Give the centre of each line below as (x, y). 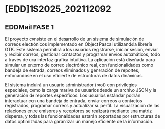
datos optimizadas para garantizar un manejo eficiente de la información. (79, 121)
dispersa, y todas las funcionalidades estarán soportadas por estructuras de (82, 116)
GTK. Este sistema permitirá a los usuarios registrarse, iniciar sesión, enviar (82, 49)
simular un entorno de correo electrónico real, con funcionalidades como (79, 65)
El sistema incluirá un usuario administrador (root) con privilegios (71, 85)
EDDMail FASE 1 (30, 27)
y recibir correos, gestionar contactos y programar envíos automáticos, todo (82, 54)
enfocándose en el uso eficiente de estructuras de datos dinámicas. (74, 75)
